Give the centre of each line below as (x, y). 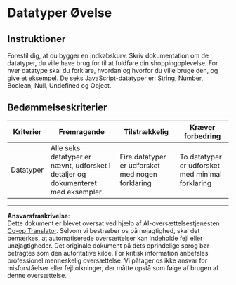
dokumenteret (73, 183)
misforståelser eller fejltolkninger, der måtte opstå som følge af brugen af (113, 267)
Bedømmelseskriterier (57, 108)
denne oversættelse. (37, 275)
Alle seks (65, 147)
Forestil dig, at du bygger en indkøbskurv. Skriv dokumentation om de (108, 55)
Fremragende (82, 131)
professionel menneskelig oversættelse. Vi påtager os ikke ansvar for (107, 260)
